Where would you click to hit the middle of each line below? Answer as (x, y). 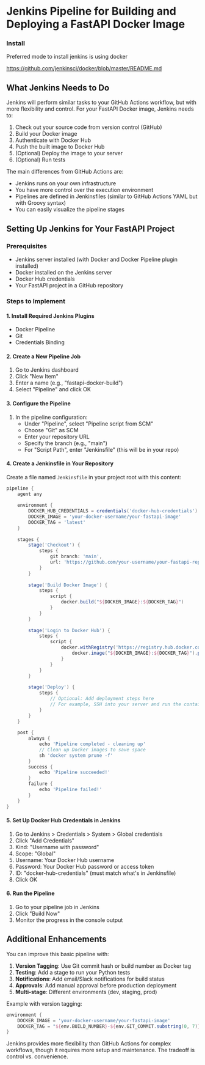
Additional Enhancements (56, 939)
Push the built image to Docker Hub (60, 147)
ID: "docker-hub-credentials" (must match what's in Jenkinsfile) (95, 873)
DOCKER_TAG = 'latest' (57, 522)
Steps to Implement (36, 301)
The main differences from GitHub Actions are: (65, 172)
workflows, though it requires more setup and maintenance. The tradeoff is (101, 1050)
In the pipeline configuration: (51, 417)
